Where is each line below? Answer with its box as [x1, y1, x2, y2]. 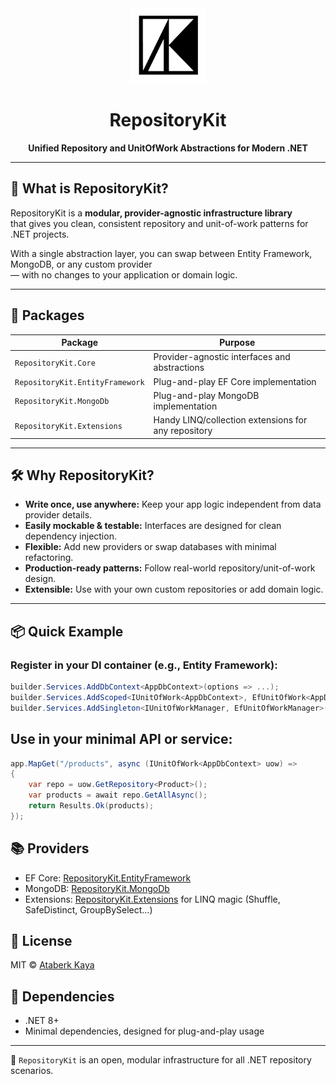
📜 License [10, 932, 73, 949]
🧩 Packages [10, 307, 85, 324]
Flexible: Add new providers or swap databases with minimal [24, 541, 277, 553]
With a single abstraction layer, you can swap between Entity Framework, [10, 247, 313, 259]
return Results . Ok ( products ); [28, 801, 155, 811]
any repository [153, 425, 213, 437]
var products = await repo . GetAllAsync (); [28, 790, 208, 801]
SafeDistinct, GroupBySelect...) [24, 903, 153, 916]
